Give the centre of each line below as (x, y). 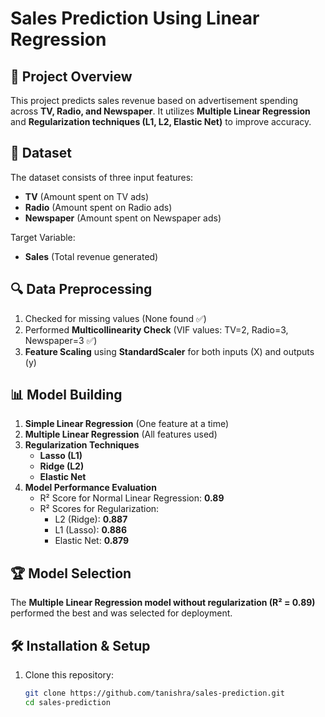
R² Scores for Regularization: (99, 509)
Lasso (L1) (61, 456)
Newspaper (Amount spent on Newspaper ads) (123, 218)
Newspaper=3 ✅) (61, 340)
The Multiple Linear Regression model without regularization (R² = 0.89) (163, 603)
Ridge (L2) (62, 466)
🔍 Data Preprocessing (81, 289)
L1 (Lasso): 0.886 (91, 530)
